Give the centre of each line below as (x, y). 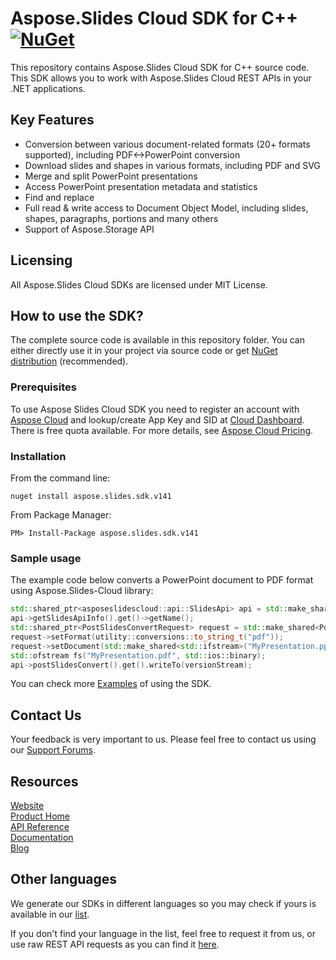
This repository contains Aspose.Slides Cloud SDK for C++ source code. (160, 67)
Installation (38, 456)
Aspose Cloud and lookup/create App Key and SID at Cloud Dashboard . (157, 419)
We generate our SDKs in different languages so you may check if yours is (163, 903)
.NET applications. (48, 88)
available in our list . (50, 914)
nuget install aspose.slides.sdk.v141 (91, 496)
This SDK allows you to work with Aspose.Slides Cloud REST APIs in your (161, 78)
